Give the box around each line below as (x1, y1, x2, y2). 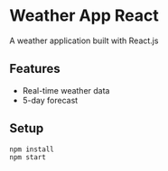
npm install (9, 145, 54, 154)
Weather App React (9, 5, 160, 26)
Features (9, 61, 61, 76)
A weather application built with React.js (9, 35, 159, 46)
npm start (9, 153, 47, 162)
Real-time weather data (22, 85, 110, 95)
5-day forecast (22, 94, 79, 105)
